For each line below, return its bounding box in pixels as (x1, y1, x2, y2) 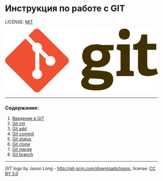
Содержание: (5, 105, 39, 112)
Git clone (12, 141, 31, 147)
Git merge (12, 147, 33, 152)
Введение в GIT (12, 115, 45, 121)
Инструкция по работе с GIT (5, 3, 125, 14)
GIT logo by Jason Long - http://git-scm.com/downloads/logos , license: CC (5, 165, 156, 171)
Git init (12, 121, 25, 127)
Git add (12, 126, 27, 132)
